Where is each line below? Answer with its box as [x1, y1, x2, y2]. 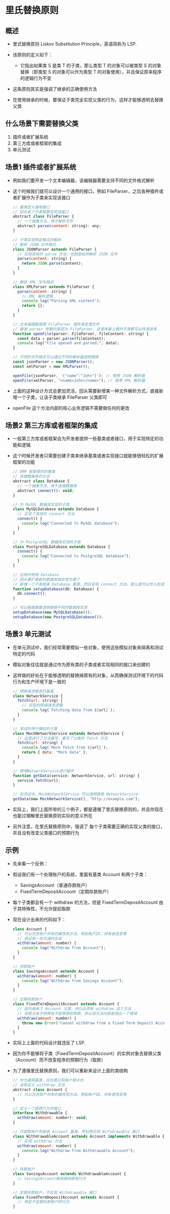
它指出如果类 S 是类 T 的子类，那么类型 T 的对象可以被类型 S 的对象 [20, 62, 162, 69]
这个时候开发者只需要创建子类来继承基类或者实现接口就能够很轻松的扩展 [12, 453, 163, 459]
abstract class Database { [12, 478, 70, 484]
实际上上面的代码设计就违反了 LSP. [12, 1040, 86, 1046]
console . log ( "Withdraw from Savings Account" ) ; [22, 978, 124, 983]
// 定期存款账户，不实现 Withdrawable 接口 [12, 1190, 97, 1195]
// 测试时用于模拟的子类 [12, 726, 58, 731]
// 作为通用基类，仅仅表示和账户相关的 [12, 1078, 84, 1083]
